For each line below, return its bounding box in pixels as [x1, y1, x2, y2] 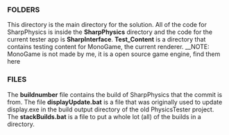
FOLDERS [7, 5, 40, 15]
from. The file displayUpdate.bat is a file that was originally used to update [7, 98, 223, 106]
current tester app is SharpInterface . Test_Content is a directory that [7, 35, 206, 44]
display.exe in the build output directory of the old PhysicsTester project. [7, 105, 214, 114]
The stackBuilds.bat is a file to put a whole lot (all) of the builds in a [7, 112, 201, 120]
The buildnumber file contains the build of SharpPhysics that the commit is [7, 90, 223, 98]
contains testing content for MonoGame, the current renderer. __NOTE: [7, 43, 210, 51]
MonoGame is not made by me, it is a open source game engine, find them [7, 50, 221, 58]
